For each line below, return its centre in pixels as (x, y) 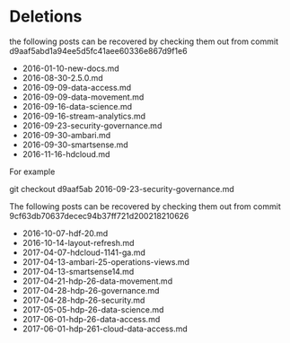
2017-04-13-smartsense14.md (78, 271)
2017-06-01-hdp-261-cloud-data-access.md (105, 329)
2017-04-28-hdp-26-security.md (83, 300)
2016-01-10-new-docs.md (70, 68)
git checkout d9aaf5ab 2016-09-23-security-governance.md (122, 189)
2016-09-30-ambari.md (66, 135)
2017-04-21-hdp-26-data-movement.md (97, 281)
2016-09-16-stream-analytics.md (84, 116)
